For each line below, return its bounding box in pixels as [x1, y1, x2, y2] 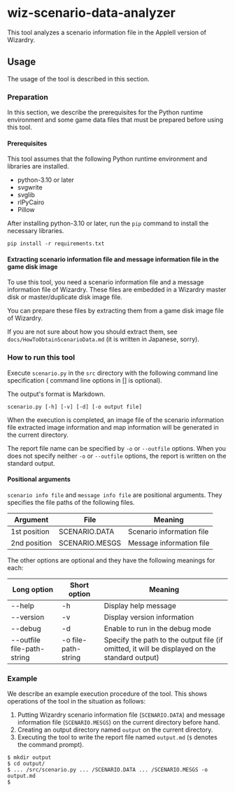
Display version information [104, 612, 194, 622]
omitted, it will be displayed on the [104, 644, 216, 654]
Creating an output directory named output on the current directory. [17, 725, 213, 734]
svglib [17, 191, 35, 199]
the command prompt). [17, 741, 84, 749]
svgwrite [17, 183, 43, 192]
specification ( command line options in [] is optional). [7, 376, 162, 384]
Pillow [17, 206, 35, 214]
